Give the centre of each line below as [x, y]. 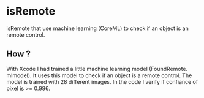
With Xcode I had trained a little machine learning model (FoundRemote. [97, 69]
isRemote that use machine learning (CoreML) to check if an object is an [97, 28]
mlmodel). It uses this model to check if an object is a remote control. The [99, 75]
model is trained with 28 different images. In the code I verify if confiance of [102, 81]
